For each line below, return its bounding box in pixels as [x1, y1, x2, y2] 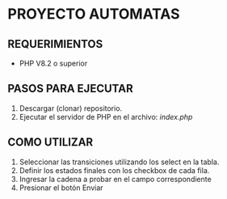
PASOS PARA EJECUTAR [7, 82, 134, 95]
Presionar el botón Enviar [19, 183, 103, 193]
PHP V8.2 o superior [19, 58, 88, 68]
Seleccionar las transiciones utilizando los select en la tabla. [19, 157, 220, 167]
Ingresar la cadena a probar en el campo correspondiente [19, 174, 212, 184]
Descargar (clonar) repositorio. [19, 103, 123, 113]
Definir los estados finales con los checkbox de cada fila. [19, 165, 210, 175]
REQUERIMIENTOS [7, 37, 103, 51]
